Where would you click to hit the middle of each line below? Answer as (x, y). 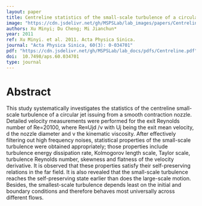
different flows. (25, 198)
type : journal (24, 62)
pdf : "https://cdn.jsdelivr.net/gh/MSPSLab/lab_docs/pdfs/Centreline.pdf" (102, 51)
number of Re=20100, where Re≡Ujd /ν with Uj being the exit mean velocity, (100, 127)
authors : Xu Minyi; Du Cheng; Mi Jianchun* (62, 29)
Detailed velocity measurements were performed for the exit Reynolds (93, 121)
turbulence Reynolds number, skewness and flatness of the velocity (90, 159)
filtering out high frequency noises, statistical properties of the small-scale (99, 140)
